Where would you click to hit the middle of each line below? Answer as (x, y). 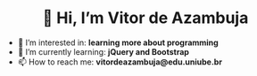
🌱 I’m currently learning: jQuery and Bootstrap (104, 51)
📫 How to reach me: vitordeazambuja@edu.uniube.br (120, 62)
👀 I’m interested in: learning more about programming (118, 42)
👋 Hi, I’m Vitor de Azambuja (145, 18)
